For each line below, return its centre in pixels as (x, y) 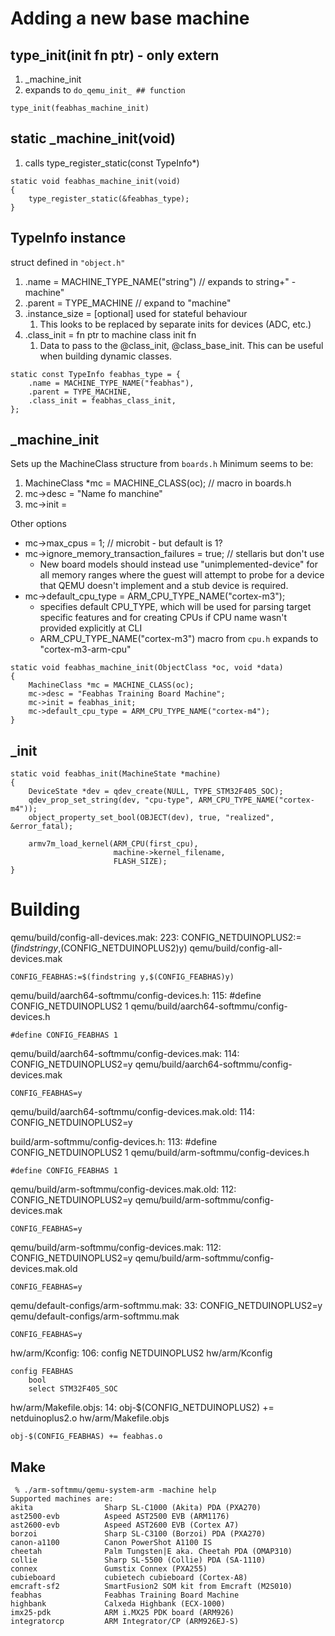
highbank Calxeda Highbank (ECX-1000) (118, 1604)
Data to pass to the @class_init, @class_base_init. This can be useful (181, 345)
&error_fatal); (42, 827)
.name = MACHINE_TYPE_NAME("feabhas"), (111, 383)
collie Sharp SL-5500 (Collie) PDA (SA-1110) (138, 1560)
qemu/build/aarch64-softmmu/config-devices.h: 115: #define (136, 996)
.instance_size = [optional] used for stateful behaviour (136, 313)
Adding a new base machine (130, 18)
